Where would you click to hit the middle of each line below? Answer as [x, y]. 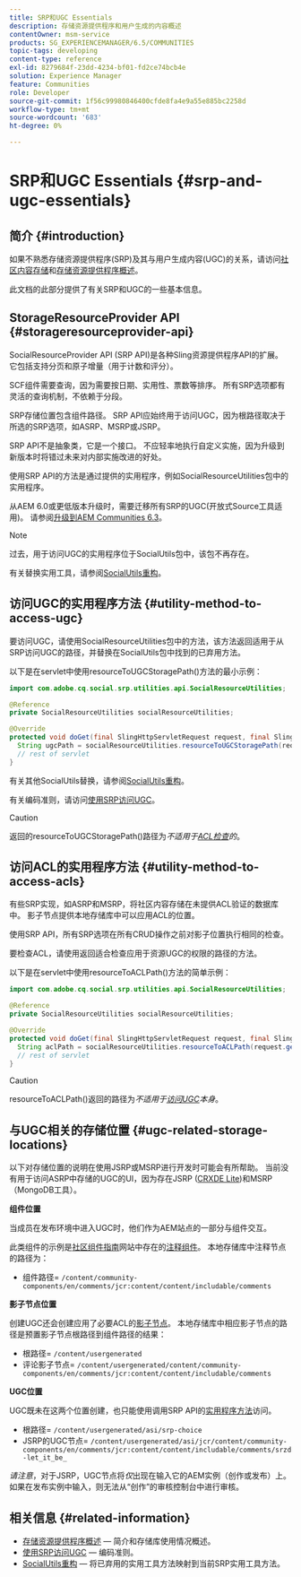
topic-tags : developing [54, 51]
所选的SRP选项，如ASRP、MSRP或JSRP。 [87, 426]
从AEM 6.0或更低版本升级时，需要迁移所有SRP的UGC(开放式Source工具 [142, 506]
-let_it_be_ [44, 1458]
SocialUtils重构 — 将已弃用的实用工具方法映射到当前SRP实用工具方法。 [153, 1564]
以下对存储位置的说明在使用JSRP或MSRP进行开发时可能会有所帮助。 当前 [145, 1167]
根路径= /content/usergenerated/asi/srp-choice [112, 1430]
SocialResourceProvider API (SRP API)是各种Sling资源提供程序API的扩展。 [146, 354]
